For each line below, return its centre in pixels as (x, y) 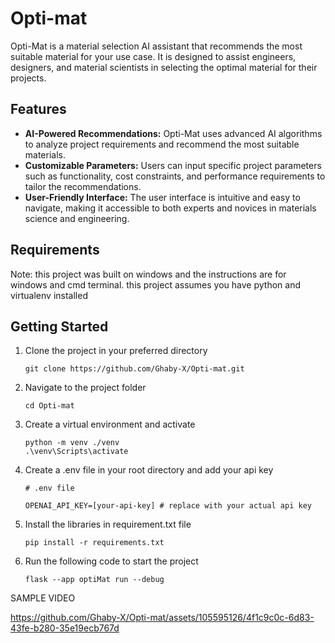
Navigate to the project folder (85, 388)
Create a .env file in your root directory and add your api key (149, 470)
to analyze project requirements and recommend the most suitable (162, 144)
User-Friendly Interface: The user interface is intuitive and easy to (162, 197)
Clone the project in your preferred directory (116, 351)
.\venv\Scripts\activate (76, 452)
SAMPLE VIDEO (43, 598)
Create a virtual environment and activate (110, 424)
